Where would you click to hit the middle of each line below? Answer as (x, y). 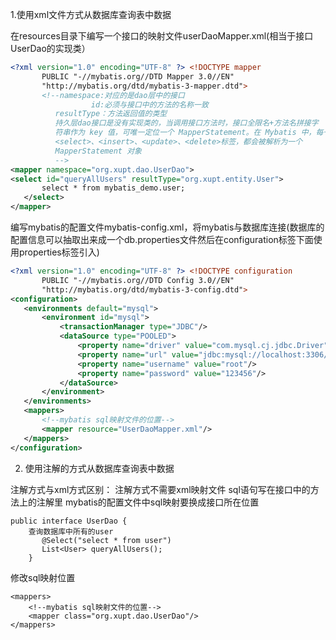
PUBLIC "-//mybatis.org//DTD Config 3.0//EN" (138, 280)
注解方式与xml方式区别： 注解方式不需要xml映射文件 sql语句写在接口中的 (160, 489)
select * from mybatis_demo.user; (113, 188)
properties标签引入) (59, 252)
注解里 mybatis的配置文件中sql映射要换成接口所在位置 (148, 502)
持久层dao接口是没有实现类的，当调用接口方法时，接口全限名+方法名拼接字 (186, 123)
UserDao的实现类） (50, 48)
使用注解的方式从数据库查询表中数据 (99, 468)
